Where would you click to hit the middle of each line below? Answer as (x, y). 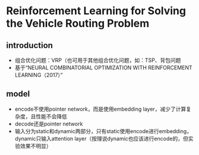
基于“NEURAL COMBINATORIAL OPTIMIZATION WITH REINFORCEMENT (104, 67)
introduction (30, 45)
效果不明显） (36, 146)
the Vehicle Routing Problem (78, 23)
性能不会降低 (51, 116)
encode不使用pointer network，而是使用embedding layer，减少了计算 (100, 109)
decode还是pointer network (49, 124)
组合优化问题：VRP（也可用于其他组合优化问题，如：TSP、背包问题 (98, 60)
